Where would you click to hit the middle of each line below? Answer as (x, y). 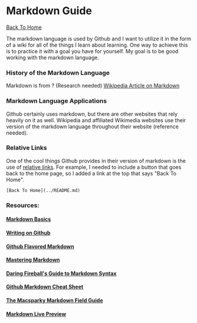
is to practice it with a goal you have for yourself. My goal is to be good (92, 51)
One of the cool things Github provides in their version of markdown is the (96, 161)
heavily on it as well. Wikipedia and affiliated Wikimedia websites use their (96, 120)
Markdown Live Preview (36, 314)
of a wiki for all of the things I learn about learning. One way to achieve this (97, 45)
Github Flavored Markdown (40, 246)
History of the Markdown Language (58, 73)
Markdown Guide (49, 11)
